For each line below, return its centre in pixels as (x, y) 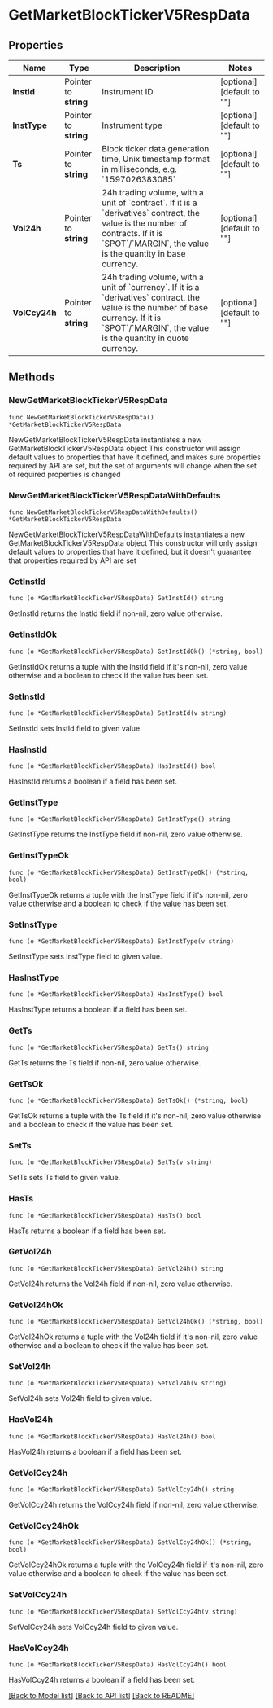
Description (157, 68)
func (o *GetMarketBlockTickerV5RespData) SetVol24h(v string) (118, 1383)
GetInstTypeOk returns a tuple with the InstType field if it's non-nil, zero (128, 894)
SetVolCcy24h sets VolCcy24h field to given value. (93, 1627)
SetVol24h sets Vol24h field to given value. (80, 1398)
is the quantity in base (143, 254)
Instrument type (132, 125)
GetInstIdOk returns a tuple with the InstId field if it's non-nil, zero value (128, 666)
